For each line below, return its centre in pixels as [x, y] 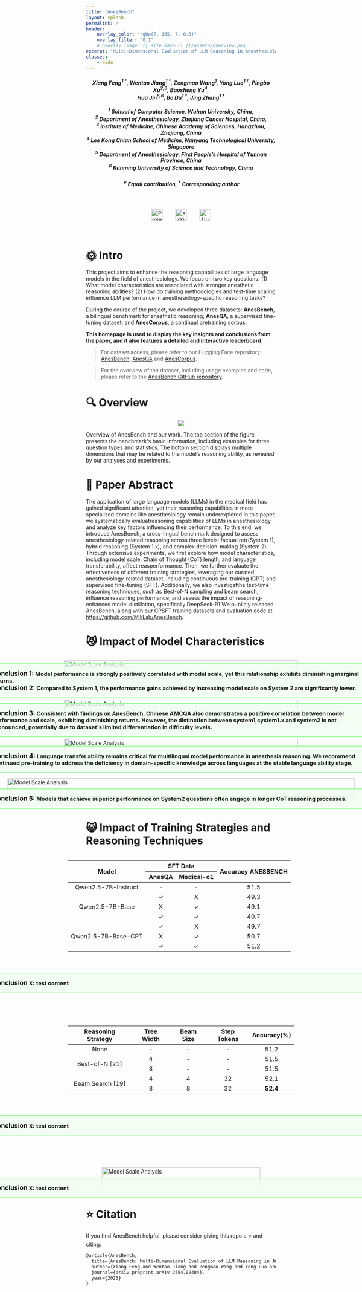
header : [96, 29]
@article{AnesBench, [112, 1256]
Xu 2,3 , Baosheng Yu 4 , [181, 89]
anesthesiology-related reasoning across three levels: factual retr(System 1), [181, 540]
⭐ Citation [111, 1214]
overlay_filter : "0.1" [125, 40]
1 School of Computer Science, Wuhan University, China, [181, 111]
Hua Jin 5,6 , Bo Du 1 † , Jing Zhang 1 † [181, 97]
